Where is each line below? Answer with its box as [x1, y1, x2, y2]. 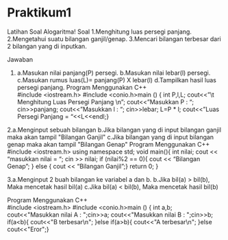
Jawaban [7, 55, 34, 63]
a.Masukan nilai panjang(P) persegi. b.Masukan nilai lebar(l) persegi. [16, 69, 211, 77]
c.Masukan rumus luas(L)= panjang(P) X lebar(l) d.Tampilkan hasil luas [16, 75, 217, 84]
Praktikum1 [7, 5, 72, 21]
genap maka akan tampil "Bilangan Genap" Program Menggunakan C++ [7, 140, 210, 148]
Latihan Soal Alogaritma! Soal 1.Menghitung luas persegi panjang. [7, 27, 192, 36]
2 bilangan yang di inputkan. [7, 42, 87, 50]
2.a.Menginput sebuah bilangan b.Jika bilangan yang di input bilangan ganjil [7, 125, 221, 134]
